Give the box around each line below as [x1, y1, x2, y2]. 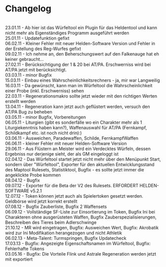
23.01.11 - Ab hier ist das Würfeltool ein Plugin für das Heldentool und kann [5, 24, 158, 30]
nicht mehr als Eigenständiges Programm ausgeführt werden [5, 30, 129, 36]
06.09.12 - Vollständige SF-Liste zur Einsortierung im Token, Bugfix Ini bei [5, 209, 155, 214]
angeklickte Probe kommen [5, 172, 61, 178]
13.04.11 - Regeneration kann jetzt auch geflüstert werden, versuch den [5, 104, 150, 109]
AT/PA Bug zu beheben [5, 108, 53, 114]
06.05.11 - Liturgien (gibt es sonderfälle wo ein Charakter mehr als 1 [5, 119, 142, 125]
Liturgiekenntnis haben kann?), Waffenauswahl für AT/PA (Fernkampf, [5, 124, 147, 130]
